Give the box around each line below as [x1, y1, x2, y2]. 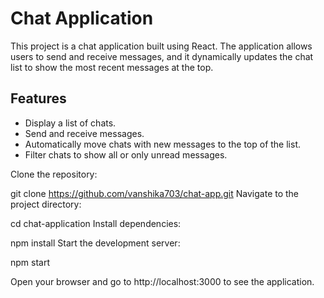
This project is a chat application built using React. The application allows [10, 40, 313, 52]
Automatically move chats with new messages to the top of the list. [24, 138, 302, 150]
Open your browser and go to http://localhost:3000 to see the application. [10, 275, 315, 287]
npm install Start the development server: [10, 237, 181, 249]
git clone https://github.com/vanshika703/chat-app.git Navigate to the [10, 187, 300, 199]
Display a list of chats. [24, 117, 117, 129]
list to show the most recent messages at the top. [10, 61, 214, 73]
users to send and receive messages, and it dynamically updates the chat [10, 50, 314, 62]
